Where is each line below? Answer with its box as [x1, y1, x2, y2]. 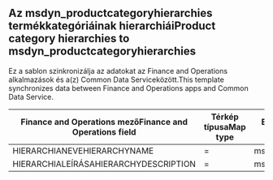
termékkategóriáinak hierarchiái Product [8, 19, 216, 33]
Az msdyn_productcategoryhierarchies [8, 6, 213, 20]
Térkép [210, 111, 240, 122]
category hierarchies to [8, 32, 130, 45]
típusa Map [203, 121, 246, 132]
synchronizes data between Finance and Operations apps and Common [8, 83, 249, 92]
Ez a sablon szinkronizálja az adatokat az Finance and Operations [8, 66, 228, 75]
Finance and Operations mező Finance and [20, 116, 188, 127]
